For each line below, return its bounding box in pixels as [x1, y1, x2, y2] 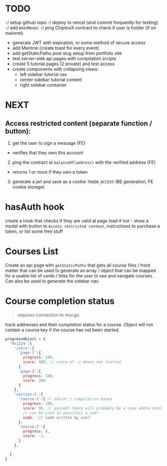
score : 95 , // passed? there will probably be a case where [23, 406, 150, 411]
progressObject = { [5, 336, 46, 341]
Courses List [5, 246, 59, 257]
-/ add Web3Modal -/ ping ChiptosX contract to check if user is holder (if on [5, 24, 157, 30]
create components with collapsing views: [12, 66, 99, 72]
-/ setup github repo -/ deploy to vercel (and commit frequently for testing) [5, 19, 158, 25]
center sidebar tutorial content [19, 77, 82, 83]
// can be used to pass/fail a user [23, 410, 99, 415]
